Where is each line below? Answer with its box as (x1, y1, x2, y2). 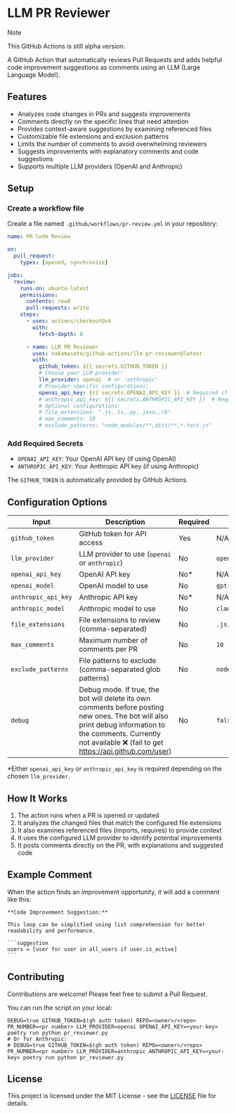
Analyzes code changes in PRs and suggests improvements (17, 109, 191, 118)
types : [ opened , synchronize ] (20, 259, 109, 266)
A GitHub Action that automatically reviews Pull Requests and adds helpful (7, 55, 223, 64)
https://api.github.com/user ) (79, 747, 172, 757)
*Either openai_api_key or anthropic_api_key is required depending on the (7, 764, 223, 773)
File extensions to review (79, 615, 161, 625)
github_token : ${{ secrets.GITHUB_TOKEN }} (38, 363, 169, 371)
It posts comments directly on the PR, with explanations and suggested (17, 840, 223, 850)
